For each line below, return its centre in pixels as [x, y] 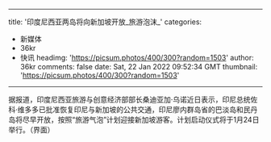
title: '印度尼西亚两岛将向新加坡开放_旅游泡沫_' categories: [105, 22]
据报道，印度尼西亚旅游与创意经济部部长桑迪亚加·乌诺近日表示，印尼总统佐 [133, 99]
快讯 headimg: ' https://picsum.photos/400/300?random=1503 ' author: [137, 58]
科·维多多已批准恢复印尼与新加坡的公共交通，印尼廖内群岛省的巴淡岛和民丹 [133, 109]
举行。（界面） [31, 129]
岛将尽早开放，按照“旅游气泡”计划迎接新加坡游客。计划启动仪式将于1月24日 [134, 119]
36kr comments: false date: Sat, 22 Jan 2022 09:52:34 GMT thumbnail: [139, 67]
